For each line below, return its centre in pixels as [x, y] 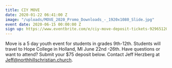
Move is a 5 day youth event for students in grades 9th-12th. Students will [83, 43]
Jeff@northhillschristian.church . [39, 60]
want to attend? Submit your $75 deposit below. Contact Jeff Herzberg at [83, 55]
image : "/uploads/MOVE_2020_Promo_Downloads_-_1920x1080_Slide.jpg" [80, 19]
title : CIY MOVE [23, 10]
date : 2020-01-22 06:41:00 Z [36, 15]
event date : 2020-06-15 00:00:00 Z [43, 24]
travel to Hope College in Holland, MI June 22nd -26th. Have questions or [83, 49]
